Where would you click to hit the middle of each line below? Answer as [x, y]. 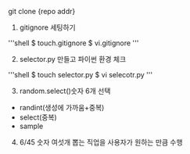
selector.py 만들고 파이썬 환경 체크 [73, 59]
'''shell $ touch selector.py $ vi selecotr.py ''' [81, 75]
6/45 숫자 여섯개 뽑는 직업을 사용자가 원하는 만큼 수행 [101, 142]
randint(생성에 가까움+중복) [62, 107]
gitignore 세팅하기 [47, 27]
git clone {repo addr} [42, 11]
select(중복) [38, 117]
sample [31, 126]
